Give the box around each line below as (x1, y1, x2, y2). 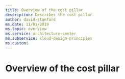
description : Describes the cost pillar (5, 12, 93, 17)
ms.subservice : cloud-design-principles (5, 36, 93, 41)
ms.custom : (5, 41, 29, 46)
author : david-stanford (5, 17, 56, 22)
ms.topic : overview (5, 27, 47, 32)
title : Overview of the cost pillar (5, 7, 83, 13)
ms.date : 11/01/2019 (5, 21, 49, 27)
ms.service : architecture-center (5, 31, 77, 36)
